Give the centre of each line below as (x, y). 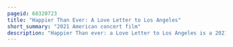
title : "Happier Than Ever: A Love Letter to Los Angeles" (94, 20)
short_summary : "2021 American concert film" (74, 26)
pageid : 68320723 (32, 13)
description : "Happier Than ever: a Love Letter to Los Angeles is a (110, 33)
